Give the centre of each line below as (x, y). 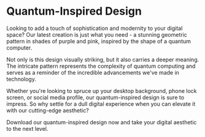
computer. (19, 48)
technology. (21, 79)
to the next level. (27, 128)
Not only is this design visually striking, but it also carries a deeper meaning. (103, 59)
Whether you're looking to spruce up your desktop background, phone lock (102, 91)
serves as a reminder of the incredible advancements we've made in (93, 72)
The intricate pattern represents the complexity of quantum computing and (101, 66)
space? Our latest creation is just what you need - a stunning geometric (97, 34)
